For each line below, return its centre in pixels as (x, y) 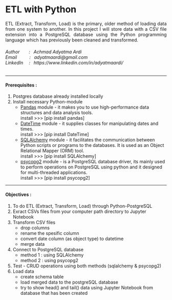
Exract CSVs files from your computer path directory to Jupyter (80, 211)
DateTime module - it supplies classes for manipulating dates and (89, 123)
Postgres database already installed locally (58, 96)
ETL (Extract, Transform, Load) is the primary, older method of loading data (86, 24)
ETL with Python (41, 9)
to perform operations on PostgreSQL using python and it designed (91, 167)
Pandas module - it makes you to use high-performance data (85, 107)
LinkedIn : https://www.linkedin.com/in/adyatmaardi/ (64, 62)
